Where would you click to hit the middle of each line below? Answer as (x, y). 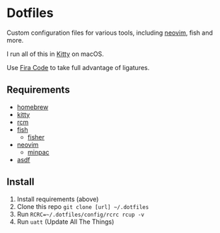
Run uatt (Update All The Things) (65, 222)
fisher (36, 137)
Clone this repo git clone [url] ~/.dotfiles (83, 206)
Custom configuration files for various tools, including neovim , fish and (110, 33)
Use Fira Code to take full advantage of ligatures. (78, 67)
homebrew (33, 107)
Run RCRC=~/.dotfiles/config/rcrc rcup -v (81, 214)
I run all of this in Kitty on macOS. (55, 54)
